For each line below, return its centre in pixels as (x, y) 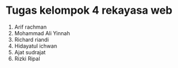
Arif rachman (31, 27)
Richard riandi (31, 39)
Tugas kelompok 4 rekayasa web (89, 10)
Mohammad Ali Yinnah (42, 33)
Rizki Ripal (27, 58)
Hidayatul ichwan (36, 46)
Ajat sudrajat (30, 52)
